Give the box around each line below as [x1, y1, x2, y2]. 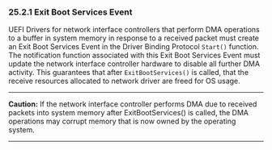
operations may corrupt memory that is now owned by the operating [8, 116, 236, 127]
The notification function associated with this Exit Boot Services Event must [8, 51, 261, 60]
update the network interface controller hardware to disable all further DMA [8, 59, 261, 69]
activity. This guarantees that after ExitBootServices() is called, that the [8, 68, 249, 77]
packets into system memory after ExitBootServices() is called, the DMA [8, 108, 249, 118]
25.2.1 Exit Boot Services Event [8, 6, 133, 18]
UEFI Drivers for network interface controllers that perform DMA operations [8, 25, 261, 35]
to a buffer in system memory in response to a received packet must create [8, 33, 260, 43]
